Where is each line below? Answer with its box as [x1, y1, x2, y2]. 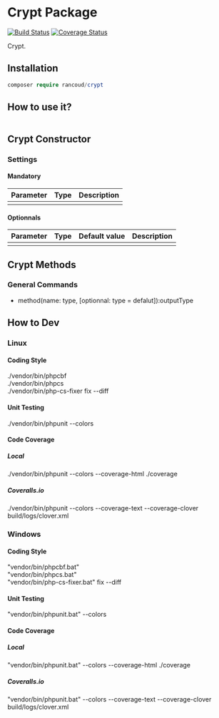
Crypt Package [7, 4, 98, 21]
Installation [7, 62, 58, 75]
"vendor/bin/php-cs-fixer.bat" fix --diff [7, 578, 122, 587]
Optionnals [7, 213, 41, 222]
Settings [7, 154, 38, 164]
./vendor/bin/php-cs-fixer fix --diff [7, 386, 109, 396]
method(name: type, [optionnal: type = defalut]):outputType [17, 296, 194, 304]
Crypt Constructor [7, 133, 91, 145]
